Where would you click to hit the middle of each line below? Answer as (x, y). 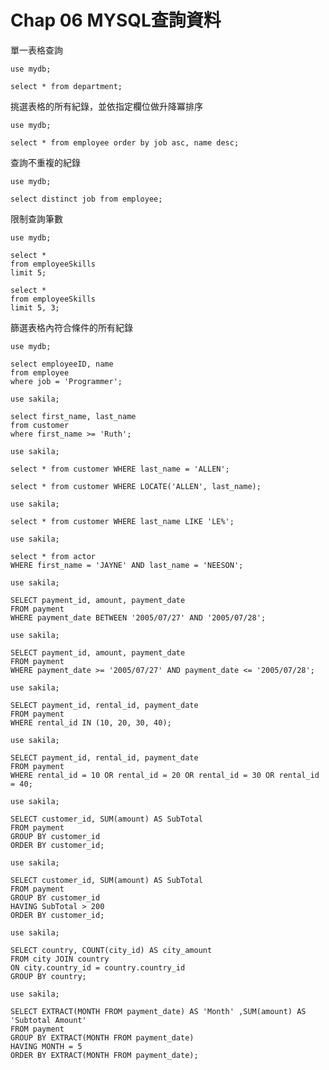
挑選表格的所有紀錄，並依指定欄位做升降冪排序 (106, 106)
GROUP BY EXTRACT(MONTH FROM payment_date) (102, 1037)
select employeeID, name (62, 364)
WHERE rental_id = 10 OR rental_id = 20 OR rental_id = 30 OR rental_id (165, 775)
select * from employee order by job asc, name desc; (125, 142)
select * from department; (66, 86)
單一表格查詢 (36, 50)
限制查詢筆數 (36, 218)
